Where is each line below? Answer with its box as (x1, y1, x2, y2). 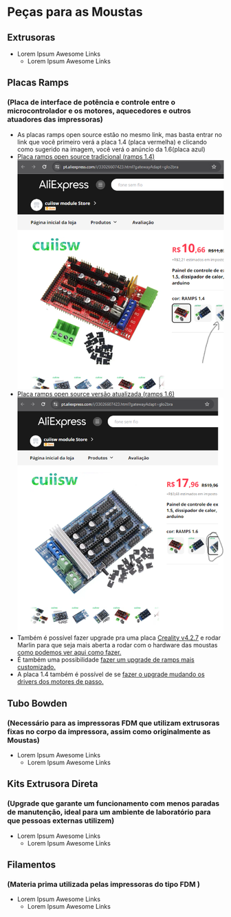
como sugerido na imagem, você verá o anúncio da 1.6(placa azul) (16, 145, 206, 153)
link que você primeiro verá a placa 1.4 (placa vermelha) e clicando (16, 138, 208, 146)
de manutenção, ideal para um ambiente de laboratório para (7, 808, 211, 817)
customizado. (16, 663, 56, 671)
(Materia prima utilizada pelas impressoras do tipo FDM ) (7, 879, 201, 889)
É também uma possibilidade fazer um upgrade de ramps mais (16, 656, 195, 664)
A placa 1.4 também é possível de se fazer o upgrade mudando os (16, 670, 205, 678)
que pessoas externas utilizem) (7, 816, 115, 826)
